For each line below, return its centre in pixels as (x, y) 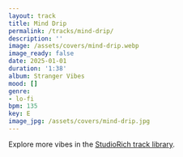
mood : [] (23, 83)
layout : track (32, 16)
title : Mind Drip (38, 23)
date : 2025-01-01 (38, 62)
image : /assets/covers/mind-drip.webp (74, 46)
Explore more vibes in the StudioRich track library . (92, 144)
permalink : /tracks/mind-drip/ (61, 31)
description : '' (36, 38)
